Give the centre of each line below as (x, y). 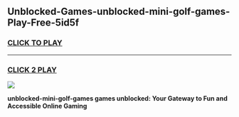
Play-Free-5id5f (43, 23)
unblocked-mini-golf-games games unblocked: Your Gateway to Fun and (117, 98)
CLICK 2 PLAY (32, 69)
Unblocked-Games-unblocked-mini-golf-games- (119, 12)
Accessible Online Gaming (47, 106)
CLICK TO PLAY (35, 43)
